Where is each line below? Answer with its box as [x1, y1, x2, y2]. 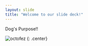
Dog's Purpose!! [5, 25, 38, 31]
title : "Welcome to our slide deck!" [5, 12, 84, 17]
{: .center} [26, 35, 48, 41]
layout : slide [5, 7, 35, 12]
